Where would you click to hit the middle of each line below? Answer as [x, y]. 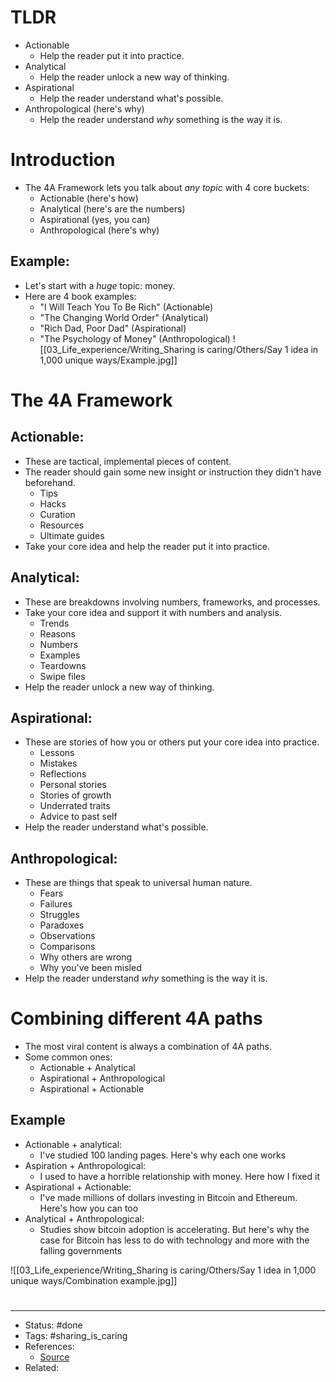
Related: [42, 1368]
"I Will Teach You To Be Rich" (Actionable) [126, 307]
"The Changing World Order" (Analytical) [124, 317]
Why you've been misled [90, 968]
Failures [56, 904]
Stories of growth [75, 795]
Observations [67, 936]
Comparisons [67, 947]
